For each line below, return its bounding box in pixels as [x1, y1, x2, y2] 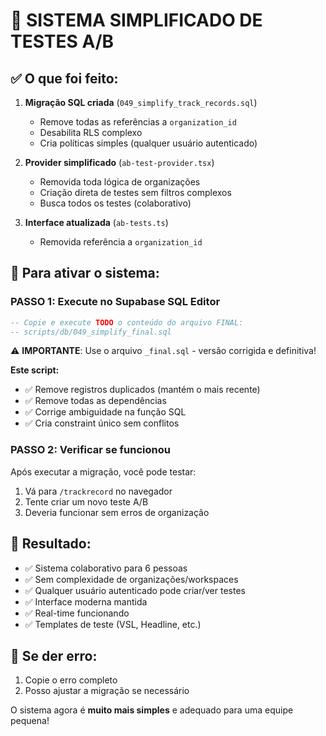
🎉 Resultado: [10, 535, 92, 553]
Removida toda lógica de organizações [39, 176, 201, 188]
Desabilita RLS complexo [39, 127, 143, 138]
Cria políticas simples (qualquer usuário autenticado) [39, 137, 258, 149]
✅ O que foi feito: [10, 70, 119, 87]
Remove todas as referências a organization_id [39, 116, 237, 128]
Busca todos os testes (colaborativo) [39, 197, 192, 209]
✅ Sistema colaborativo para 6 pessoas [24, 562, 188, 574]
